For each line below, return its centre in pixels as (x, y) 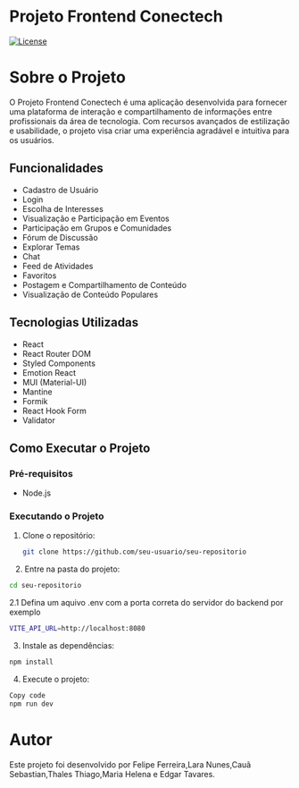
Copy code (28, 695)
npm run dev (31, 704)
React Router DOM (57, 353)
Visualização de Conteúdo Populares (90, 294)
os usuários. (32, 140)
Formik (35, 401)
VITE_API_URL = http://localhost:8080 (77, 629)
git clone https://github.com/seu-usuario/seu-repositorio (134, 552)
